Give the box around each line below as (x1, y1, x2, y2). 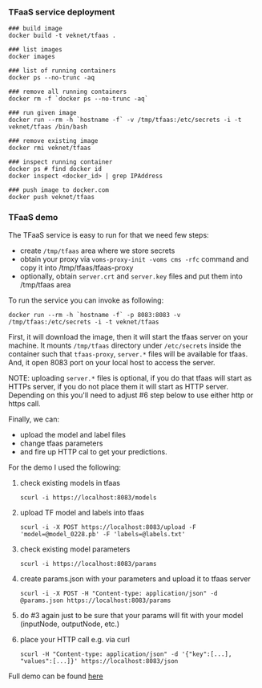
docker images (8, 53, 56, 61)
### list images (8, 46, 62, 54)
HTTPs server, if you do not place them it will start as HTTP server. (8, 381, 229, 391)
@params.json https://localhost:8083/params (19, 596, 171, 605)
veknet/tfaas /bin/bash (8, 123, 88, 131)
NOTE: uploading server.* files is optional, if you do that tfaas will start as (8, 372, 252, 383)
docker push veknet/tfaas (8, 193, 95, 202)
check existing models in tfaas (19, 478, 120, 487)
